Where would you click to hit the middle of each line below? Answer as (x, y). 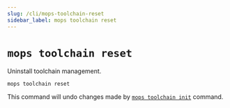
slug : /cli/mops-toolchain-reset (56, 14)
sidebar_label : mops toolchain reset (62, 20)
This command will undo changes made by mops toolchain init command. (115, 97)
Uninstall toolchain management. (54, 71)
